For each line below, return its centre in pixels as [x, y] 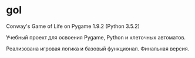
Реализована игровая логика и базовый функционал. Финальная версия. [98, 48]
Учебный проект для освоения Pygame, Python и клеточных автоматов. [96, 37]
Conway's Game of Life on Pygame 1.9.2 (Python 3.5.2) [73, 26]
